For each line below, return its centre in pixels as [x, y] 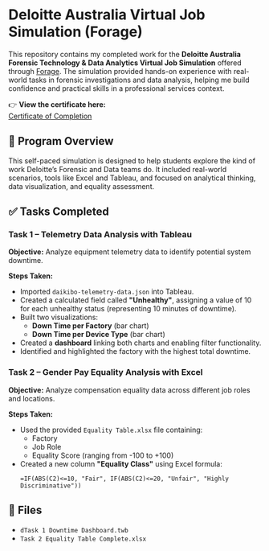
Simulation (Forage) [75, 32]
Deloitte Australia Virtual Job [107, 15]
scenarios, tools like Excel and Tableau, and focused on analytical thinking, [132, 178]
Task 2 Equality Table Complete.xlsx [83, 539]
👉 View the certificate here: [57, 104]
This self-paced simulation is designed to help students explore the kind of [132, 160]
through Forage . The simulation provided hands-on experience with [120, 71]
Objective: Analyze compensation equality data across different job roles [129, 390]
